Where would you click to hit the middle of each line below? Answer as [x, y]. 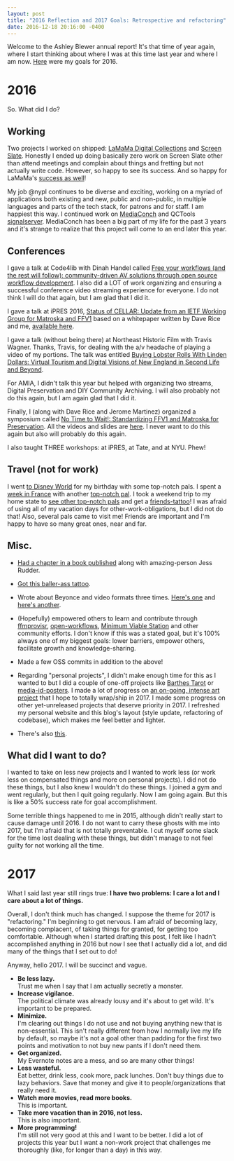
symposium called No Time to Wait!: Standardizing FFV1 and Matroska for [113, 419]
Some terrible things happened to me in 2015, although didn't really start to [115, 816]
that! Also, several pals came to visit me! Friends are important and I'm [109, 516]
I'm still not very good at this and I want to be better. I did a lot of [110, 1135]
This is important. [43, 1106]
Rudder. [29, 570]
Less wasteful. [39, 1068]
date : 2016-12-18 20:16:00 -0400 [56, 27]
